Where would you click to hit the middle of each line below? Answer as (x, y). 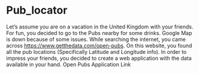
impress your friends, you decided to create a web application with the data (99, 58)
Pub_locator (37, 10)
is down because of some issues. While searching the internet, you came (96, 39)
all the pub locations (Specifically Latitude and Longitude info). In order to (97, 52)
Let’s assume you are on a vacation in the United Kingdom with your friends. (100, 27)
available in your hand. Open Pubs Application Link (69, 64)
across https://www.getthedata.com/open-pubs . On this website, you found (99, 46)
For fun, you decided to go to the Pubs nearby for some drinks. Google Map (99, 33)
